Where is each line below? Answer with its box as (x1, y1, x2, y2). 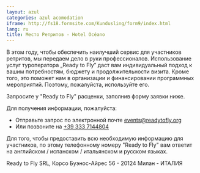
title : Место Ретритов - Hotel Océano (6, 32, 105, 38)
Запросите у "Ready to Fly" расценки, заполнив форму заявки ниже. (6, 93, 185, 100)
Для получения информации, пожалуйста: (6, 105, 117, 112)
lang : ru (6, 26, 29, 32)
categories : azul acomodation (6, 15, 84, 21)
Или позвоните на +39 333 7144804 (15, 123, 109, 130)
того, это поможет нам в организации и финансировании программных (6, 75, 194, 82)
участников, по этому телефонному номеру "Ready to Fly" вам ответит (6, 141, 193, 149)
